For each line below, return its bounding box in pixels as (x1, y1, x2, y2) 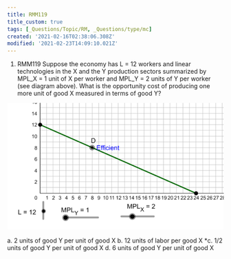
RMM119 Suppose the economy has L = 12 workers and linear (16, 60, 191, 68)
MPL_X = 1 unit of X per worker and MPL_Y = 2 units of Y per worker (16, 74, 211, 83)
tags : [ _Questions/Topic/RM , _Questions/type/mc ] (7, 25, 153, 32)
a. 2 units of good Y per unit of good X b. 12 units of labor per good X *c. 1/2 (7, 236, 223, 245)
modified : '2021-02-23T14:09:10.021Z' (7, 40, 118, 48)
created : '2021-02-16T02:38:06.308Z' (7, 33, 115, 40)
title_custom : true (7, 18, 63, 25)
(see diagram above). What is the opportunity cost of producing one (16, 82, 210, 90)
